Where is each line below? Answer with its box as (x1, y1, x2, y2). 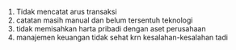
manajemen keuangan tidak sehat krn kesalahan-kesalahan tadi (15, 32, 229, 42)
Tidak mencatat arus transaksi (15, 7, 117, 16)
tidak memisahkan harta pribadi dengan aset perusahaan (15, 24, 206, 33)
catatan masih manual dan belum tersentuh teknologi (15, 15, 193, 25)
